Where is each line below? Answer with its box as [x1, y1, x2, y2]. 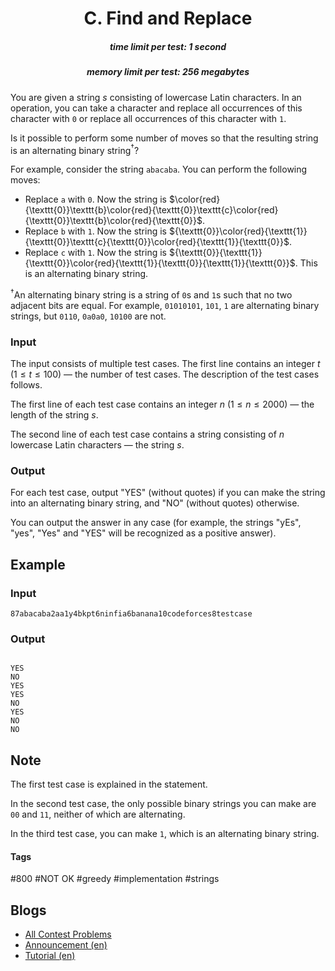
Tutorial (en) [24, 950, 76, 962]
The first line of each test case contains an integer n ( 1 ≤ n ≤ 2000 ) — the [10, 398, 315, 411]
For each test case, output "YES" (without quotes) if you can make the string [10, 487, 326, 499]
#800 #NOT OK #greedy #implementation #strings [10, 873, 220, 885]
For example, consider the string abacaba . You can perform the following [10, 163, 308, 176]
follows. [10, 379, 43, 391]
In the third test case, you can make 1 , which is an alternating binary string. [10, 828, 320, 840]
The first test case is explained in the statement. [10, 778, 208, 791]
